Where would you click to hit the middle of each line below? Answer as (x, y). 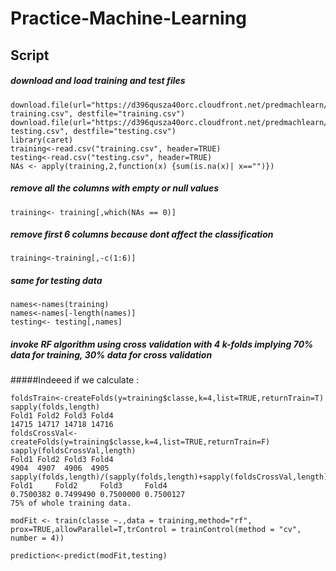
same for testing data (56, 281)
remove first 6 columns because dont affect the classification (142, 234)
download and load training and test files (98, 81)
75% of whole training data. (71, 503)
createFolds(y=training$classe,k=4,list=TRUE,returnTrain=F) (140, 442)
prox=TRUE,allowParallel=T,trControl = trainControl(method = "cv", (156, 530)
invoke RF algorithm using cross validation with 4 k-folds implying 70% (162, 344)
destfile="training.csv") (131, 113)
